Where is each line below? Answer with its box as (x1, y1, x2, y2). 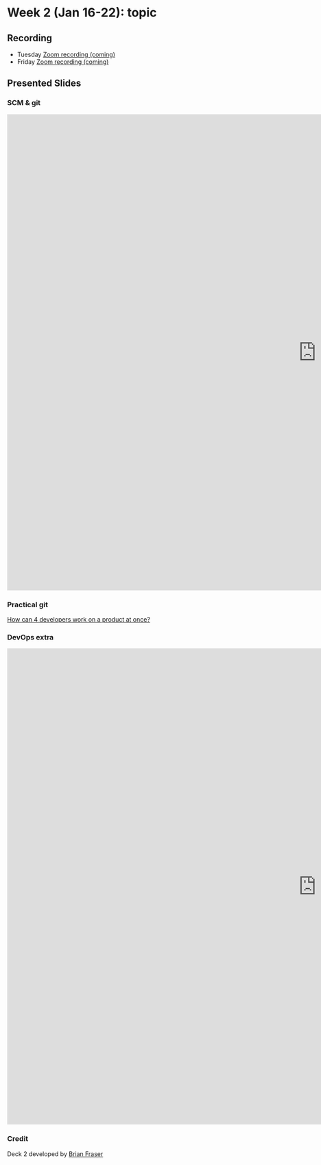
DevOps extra (7, 632, 54, 642)
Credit (7, 1134, 29, 1144)
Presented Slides (7, 78, 82, 89)
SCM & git (7, 98, 41, 108)
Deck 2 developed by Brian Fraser (7, 1149, 104, 1158)
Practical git (7, 600, 48, 609)
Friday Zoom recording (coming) (16, 58, 109, 66)
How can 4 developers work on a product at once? (7, 615, 151, 623)
